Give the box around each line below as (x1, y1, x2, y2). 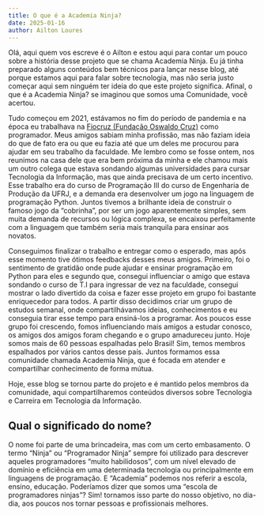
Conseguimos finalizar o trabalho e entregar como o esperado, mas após (8, 247, 247, 256)
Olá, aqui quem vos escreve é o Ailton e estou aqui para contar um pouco (8, 48, 247, 58)
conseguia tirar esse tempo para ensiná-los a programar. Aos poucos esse (8, 314, 251, 323)
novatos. (8, 231, 37, 241)
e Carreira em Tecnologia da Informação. (8, 396, 142, 405)
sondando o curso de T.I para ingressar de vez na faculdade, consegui (8, 280, 239, 289)
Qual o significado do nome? (8, 419, 153, 432)
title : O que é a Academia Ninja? (8, 11, 123, 20)
